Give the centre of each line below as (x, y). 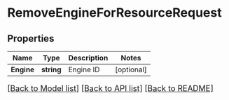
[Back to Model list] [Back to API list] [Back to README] (110, 88)
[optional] (131, 69)
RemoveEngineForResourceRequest (114, 13)
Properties (31, 39)
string (51, 69)
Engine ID (84, 69)
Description (88, 58)
